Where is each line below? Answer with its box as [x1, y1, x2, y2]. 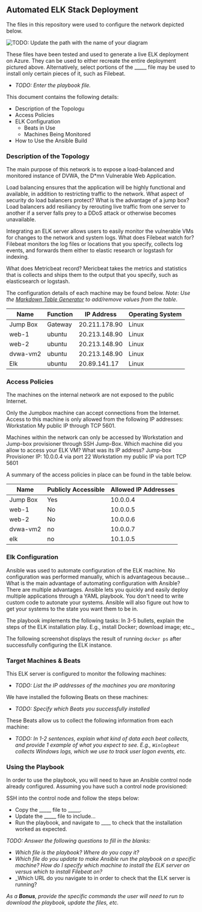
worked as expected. [14, 826, 67, 833]
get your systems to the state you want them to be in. [6, 605, 138, 612]
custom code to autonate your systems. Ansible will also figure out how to [6, 598, 189, 606]
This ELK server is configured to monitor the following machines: [6, 670, 167, 677]
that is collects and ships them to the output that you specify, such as [6, 271, 179, 279]
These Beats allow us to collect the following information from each [6, 717, 173, 724]
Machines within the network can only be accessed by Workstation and [6, 434, 183, 441]
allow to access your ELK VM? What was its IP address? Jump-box [6, 446, 172, 454]
